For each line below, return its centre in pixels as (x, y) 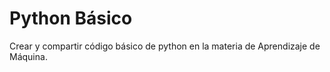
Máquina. (28, 56)
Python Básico (71, 18)
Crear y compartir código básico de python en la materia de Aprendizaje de (165, 46)
